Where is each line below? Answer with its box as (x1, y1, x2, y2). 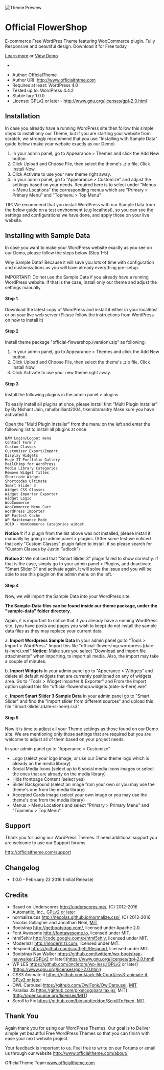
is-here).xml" (5, 648, 32, 654)
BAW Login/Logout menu (5, 436, 51, 441)
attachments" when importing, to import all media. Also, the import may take (5, 653, 159, 659)
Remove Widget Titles (5, 470, 49, 475)
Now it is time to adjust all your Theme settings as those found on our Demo (5, 726, 158, 732)
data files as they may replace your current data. (5, 628, 103, 634)
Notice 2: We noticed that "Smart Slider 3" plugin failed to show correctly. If (5, 555, 158, 562)
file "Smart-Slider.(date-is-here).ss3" (5, 704, 80, 710)
